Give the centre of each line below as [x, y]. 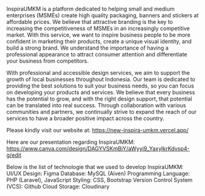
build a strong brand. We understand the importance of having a [87, 48]
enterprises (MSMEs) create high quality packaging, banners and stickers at [102, 15]
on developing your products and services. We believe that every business [101, 92]
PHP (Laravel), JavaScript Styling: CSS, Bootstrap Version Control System [100, 180]
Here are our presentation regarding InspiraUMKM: [71, 142]
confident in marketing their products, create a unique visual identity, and [99, 41]
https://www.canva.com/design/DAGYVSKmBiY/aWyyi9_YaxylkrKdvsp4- [98, 149]
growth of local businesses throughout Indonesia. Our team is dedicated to [101, 79]
